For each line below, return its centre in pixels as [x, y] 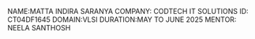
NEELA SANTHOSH [39, 28]
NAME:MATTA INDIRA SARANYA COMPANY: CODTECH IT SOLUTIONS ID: [128, 11]
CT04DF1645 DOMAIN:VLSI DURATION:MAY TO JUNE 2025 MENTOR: [122, 19]
